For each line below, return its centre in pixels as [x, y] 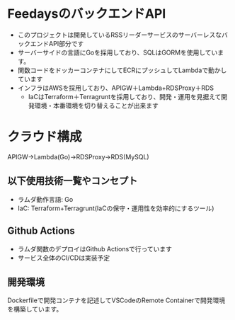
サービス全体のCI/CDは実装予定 [64, 258]
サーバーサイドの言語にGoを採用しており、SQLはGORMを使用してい [117, 52]
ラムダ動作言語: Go [45, 199]
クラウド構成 [45, 137]
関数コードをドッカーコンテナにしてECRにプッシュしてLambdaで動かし [122, 70]
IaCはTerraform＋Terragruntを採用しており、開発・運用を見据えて [125, 96]
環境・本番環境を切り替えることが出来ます [97, 105]
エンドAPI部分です [57, 43]
